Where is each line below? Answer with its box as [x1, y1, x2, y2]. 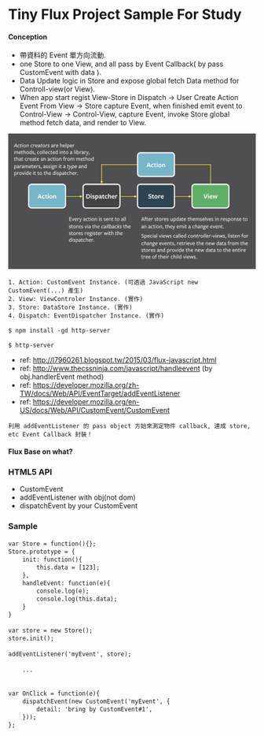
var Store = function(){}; [8, 540, 97, 548]
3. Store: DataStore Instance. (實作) [8, 303, 133, 311]
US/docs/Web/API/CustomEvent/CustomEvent [19, 405, 170, 414]
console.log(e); [36, 587, 90, 595]
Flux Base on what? [8, 447, 73, 456]
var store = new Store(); [8, 626, 93, 634]
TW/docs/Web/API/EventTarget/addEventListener [19, 388, 181, 398]
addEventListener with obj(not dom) [19, 493, 136, 502]
